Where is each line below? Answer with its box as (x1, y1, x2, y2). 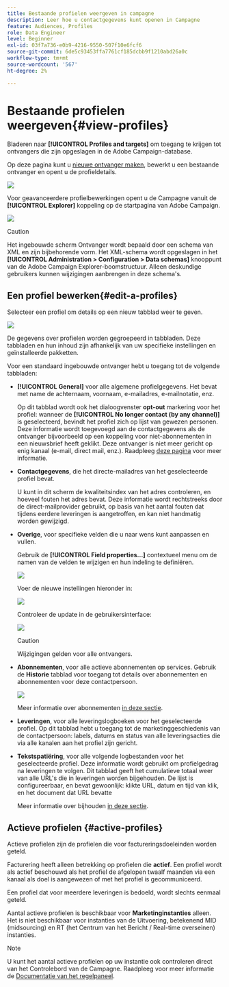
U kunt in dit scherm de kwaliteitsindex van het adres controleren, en (16, 488, 211, 496)
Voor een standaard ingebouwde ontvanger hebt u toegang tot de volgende (7, 362, 220, 370)
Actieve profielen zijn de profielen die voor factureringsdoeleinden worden (7, 840, 217, 849)
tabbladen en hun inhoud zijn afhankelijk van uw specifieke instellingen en (7, 341, 217, 350)
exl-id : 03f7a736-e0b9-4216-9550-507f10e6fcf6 (7, 42, 142, 49)
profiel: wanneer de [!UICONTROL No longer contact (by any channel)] (16, 411, 220, 419)
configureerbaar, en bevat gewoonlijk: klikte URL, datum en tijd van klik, (16, 781, 219, 790)
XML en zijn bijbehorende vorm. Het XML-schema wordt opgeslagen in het (7, 248, 218, 256)
